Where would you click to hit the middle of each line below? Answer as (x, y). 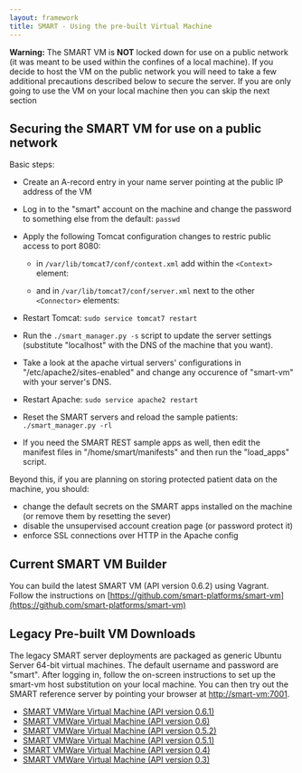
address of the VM (57, 192)
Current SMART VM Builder (88, 564)
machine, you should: (49, 489)
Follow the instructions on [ (60, 595)
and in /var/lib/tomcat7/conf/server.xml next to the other (145, 291)
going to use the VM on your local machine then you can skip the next (140, 91)
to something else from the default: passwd (101, 219)
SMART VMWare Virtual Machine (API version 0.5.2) (119, 730)
